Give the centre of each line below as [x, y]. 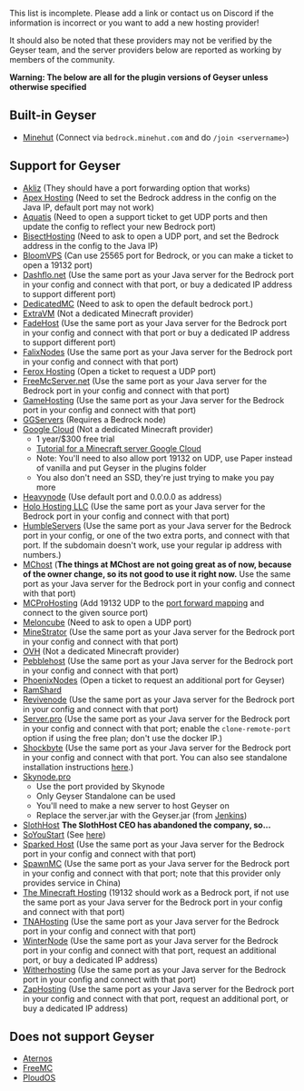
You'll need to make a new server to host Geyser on [132, 805]
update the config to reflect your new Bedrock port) [119, 226]
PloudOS [39, 1078]
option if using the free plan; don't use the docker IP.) [123, 738]
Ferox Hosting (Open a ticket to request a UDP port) [119, 371]
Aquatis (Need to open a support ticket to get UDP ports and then [145, 216]
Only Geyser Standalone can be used [106, 796]
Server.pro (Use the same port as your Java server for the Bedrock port [156, 719]
